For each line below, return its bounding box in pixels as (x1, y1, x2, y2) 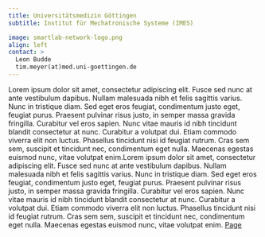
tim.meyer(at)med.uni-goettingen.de (15, 63, 137, 72)
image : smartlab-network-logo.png (8, 33, 123, 41)
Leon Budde (15, 56, 52, 64)
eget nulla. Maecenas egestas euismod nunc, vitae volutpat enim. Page (8, 220, 243, 229)
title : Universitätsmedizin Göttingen (8, 11, 137, 20)
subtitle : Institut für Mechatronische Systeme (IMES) (8, 19, 194, 27)
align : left (8, 41, 48, 49)
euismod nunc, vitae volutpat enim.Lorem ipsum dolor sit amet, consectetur (8, 152, 256, 161)
